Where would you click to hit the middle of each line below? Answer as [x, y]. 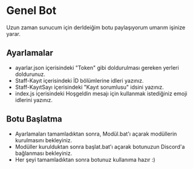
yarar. [14, 33]
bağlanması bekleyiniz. [44, 153]
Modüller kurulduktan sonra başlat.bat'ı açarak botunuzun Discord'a [100, 147]
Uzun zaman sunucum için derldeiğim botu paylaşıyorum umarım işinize [96, 27]
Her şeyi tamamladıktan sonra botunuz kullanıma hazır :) [85, 159]
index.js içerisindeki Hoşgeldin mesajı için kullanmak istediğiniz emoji [101, 93]
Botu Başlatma [34, 119]
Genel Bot [31, 11]
